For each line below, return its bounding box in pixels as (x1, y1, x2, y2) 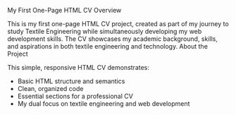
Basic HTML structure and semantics (17, 77, 125, 85)
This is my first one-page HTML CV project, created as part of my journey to (7, 20, 229, 28)
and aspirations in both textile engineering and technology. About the (7, 42, 208, 50)
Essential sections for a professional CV (17, 92, 134, 100)
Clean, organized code (17, 85, 84, 92)
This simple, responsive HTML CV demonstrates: (7, 63, 150, 71)
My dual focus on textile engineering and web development (17, 99, 190, 108)
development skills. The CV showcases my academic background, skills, (7, 35, 218, 43)
